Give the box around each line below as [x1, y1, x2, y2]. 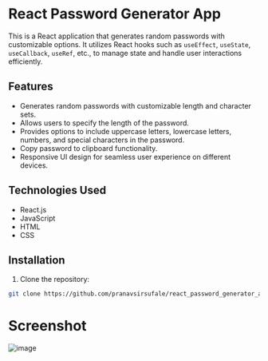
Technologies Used [8, 184, 106, 197]
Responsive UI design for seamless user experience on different [19, 152, 231, 161]
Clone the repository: [19, 275, 90, 284]
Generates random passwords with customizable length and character [19, 101, 251, 110]
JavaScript [19, 213, 56, 223]
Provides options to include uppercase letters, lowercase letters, [19, 126, 232, 136]
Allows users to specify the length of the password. [19, 117, 190, 128]
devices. [19, 161, 49, 170]
